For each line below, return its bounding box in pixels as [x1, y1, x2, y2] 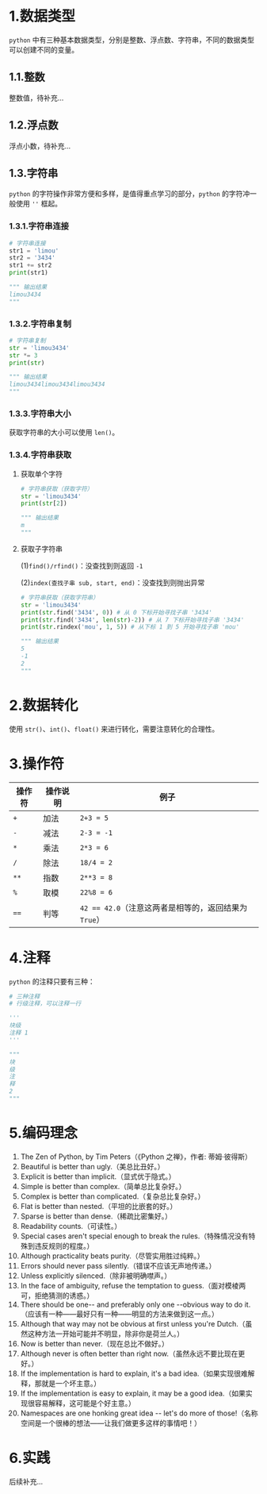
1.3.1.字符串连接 [9, 221, 70, 232]
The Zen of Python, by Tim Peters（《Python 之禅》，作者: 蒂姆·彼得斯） [20, 1152, 252, 1161]
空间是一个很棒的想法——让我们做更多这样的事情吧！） [20, 1418, 201, 1427]
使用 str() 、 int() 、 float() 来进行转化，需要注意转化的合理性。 [9, 724, 219, 734]
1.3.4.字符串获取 [9, 449, 72, 460]
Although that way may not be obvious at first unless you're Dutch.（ [20, 1319, 246, 1328]
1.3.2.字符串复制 [9, 318, 72, 329]
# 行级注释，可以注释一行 [9, 999, 82, 1008]
